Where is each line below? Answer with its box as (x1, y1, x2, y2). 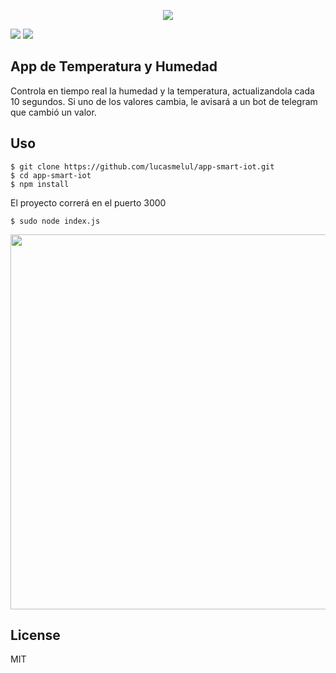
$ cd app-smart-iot (10, 170, 92, 180)
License (10, 627, 61, 644)
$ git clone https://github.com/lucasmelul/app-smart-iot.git (10, 161, 275, 172)
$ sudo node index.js (10, 216, 101, 226)
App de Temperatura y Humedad (10, 58, 218, 75)
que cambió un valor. (10, 106, 97, 118)
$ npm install (10, 179, 70, 189)
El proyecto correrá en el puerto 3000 (10, 196, 167, 209)
